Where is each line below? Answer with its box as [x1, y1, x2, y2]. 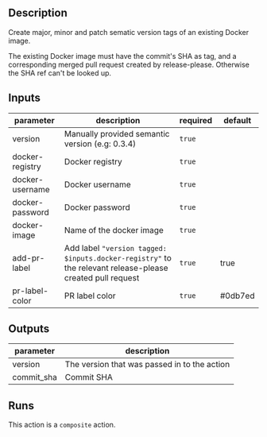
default [223, 114, 252, 126]
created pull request [64, 272, 140, 283]
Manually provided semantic [64, 128, 170, 139]
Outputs [8, 322, 50, 336]
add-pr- [12, 252, 45, 263]
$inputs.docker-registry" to [64, 252, 172, 263]
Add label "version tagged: [64, 242, 167, 253]
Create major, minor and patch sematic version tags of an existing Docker [8, 27, 249, 37]
